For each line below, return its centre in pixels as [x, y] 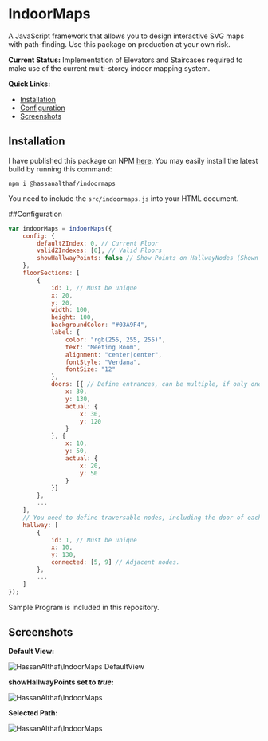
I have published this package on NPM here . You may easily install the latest [133, 160]
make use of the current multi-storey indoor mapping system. [109, 68]
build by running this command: [60, 169]
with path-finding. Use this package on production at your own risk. [120, 44]
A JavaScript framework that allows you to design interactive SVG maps [126, 36]
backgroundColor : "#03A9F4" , [99, 325]
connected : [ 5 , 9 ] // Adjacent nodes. [115, 562]
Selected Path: [33, 713]
